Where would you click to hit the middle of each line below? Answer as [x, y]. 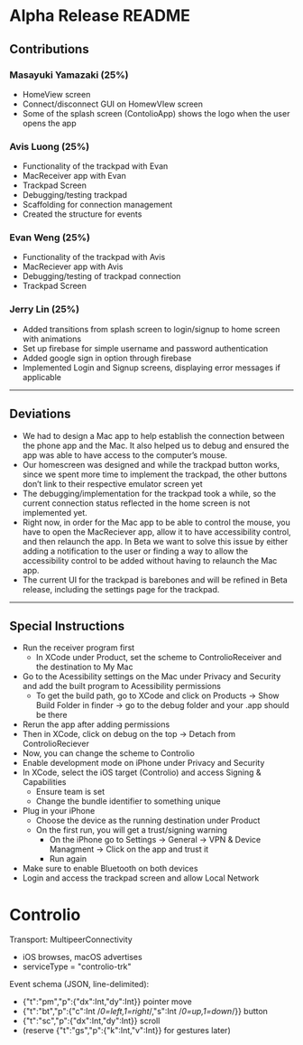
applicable [41, 377]
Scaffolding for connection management [97, 205]
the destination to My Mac [84, 667]
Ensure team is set [70, 792]
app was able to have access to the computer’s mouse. [125, 455]
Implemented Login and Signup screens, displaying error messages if [151, 368]
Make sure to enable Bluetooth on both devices [110, 869]
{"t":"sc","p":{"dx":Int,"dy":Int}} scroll [91, 1021]
